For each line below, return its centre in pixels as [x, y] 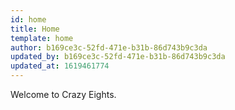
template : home [42, 38]
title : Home [35, 29]
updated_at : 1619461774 [60, 66]
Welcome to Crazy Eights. [63, 94]
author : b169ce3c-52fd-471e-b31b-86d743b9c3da [109, 47]
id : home [28, 19]
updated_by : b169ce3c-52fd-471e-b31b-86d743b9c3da [118, 57]
